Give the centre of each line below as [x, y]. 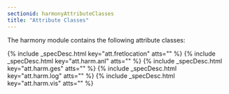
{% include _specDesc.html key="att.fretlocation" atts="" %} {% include [111, 54]
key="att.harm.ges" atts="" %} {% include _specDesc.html [92, 68]
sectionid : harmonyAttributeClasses [61, 14]
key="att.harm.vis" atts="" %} [50, 83]
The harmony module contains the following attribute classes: [96, 40]
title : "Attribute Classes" [48, 20]
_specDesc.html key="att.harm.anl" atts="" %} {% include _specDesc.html [115, 61]
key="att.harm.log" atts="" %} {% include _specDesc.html [91, 76]
